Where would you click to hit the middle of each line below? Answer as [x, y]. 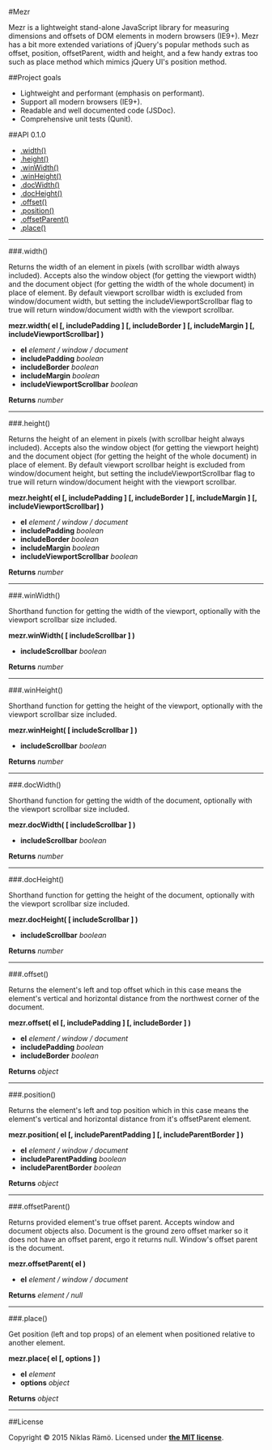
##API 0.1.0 [27, 134]
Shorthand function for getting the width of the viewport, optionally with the [134, 611]
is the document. [36, 1248]
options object [45, 1383]
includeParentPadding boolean [73, 1159]
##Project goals [35, 77]
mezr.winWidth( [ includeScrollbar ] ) [72, 635]
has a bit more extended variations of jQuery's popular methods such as [129, 45]
